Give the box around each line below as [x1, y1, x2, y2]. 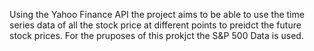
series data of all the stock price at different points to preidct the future [9, 19, 302, 31]
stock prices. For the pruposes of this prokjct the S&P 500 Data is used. [9, 30, 304, 41]
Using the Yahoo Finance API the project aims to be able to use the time [9, 9, 305, 20]
